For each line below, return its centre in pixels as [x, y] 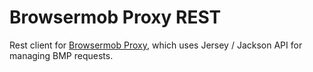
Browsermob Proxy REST [115, 17]
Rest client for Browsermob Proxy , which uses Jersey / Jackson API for [156, 45]
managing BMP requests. [61, 55]
